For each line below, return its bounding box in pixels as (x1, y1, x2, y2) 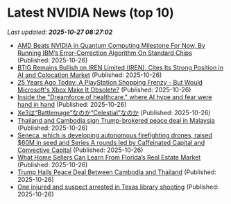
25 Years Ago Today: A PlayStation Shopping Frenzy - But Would (17, 78, 203, 86)
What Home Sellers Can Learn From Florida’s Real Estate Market (17, 153, 201, 161)
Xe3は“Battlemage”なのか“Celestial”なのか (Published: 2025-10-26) (17, 108, 211, 117)
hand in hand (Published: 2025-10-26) (17, 100, 127, 108)
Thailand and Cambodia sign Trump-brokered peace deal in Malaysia (17, 116, 215, 124)
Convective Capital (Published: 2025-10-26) (17, 146, 144, 154)
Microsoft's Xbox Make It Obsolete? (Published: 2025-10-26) (17, 85, 191, 94)
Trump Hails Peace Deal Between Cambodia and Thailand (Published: (17, 168, 216, 176)
